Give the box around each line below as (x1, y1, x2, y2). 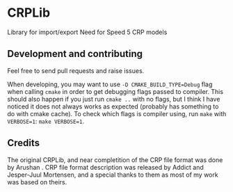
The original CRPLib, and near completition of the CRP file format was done (7, 155, 223, 164)
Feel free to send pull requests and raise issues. (7, 66, 145, 74)
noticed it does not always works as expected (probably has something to (7, 102, 219, 111)
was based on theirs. (7, 177, 67, 186)
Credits (7, 137, 40, 149)
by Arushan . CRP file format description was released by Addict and (7, 163, 204, 171)
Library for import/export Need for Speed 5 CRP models (7, 28, 168, 36)
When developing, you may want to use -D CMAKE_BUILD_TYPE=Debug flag (7, 80, 213, 88)
